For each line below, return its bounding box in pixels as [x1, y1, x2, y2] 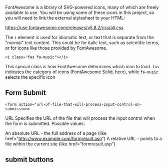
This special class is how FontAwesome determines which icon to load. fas [5, 64, 159, 69]
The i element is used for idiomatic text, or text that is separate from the [5, 35, 154, 40]
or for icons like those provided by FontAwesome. [5, 45, 107, 51]
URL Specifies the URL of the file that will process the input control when [5, 115, 155, 121]
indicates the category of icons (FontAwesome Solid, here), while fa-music [5, 69, 158, 75]
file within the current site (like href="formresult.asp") [5, 140, 116, 147]
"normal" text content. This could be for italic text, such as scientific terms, [5, 40, 160, 46]
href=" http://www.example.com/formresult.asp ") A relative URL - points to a [5, 135, 162, 141]
